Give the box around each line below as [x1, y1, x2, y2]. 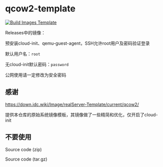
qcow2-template [5, 3, 76, 14]
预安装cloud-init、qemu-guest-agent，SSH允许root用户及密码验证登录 [5, 40, 150, 46]
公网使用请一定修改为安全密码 [5, 72, 66, 78]
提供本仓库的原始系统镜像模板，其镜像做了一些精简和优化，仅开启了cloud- [5, 111, 158, 117]
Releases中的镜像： [5, 29, 46, 35]
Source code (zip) [5, 146, 42, 152]
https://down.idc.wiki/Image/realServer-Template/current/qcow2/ [5, 101, 139, 107]
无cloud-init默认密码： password [5, 61, 69, 67]
